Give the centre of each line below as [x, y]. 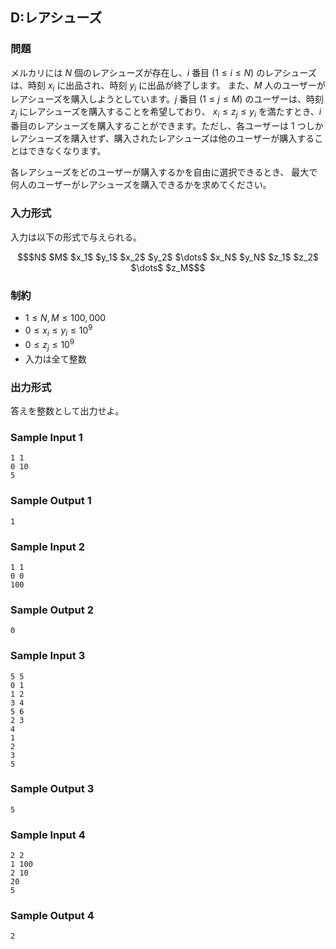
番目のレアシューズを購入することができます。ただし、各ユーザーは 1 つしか [167, 126]
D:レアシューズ [56, 18]
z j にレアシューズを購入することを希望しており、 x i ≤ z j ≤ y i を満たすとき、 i [166, 113]
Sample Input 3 [48, 656]
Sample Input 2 [47, 546]
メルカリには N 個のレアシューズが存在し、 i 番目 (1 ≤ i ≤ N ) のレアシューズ [163, 72]
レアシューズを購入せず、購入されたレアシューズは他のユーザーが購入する [162, 139]
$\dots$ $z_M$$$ [168, 267]
